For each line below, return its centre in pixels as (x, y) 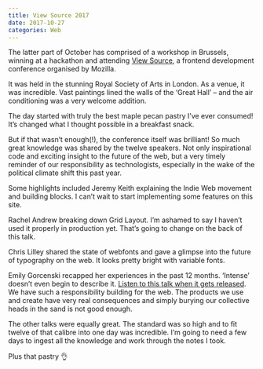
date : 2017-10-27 (37, 23)
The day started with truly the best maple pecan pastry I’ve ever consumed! (131, 116)
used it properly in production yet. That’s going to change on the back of (126, 228)
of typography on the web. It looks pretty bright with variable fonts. (117, 261)
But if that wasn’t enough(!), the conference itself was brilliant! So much (124, 140)
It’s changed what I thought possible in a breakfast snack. (101, 124)
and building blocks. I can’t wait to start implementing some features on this (131, 196)
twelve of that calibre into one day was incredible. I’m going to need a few (128, 332)
